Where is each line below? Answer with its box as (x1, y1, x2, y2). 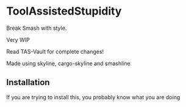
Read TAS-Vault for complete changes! (6, 47, 104, 55)
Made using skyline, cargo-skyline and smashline (6, 60, 131, 67)
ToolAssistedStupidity (6, 4, 122, 18)
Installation (6, 77, 50, 88)
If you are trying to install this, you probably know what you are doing (6, 93, 181, 101)
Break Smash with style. (6, 24, 67, 32)
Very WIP (6, 36, 30, 43)
